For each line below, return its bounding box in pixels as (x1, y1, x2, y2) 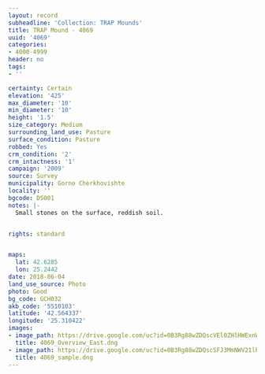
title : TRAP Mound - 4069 (8, 26, 93, 34)
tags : (8, 63, 26, 71)
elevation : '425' (8, 91, 65, 99)
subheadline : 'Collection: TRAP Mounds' (8, 19, 144, 27)
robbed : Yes (8, 143, 47, 150)
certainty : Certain (8, 84, 73, 92)
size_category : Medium (8, 121, 83, 129)
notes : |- (8, 202, 41, 209)
